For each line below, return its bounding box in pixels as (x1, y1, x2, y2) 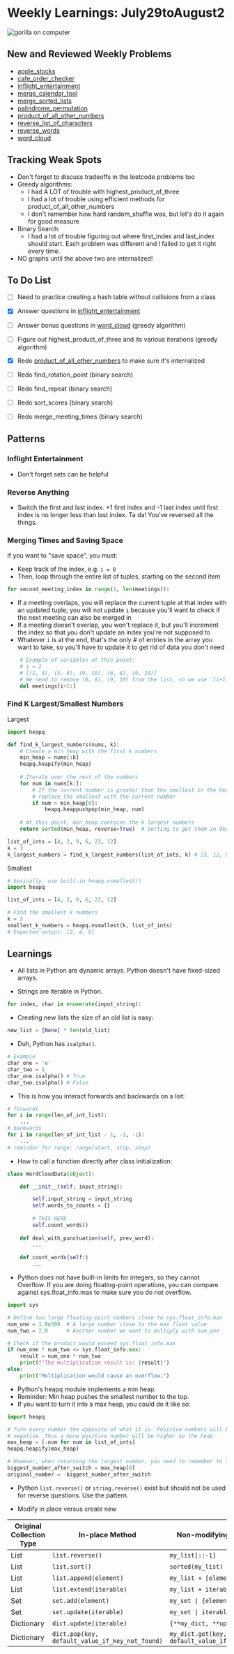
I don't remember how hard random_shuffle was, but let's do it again (27, 210, 224, 218)
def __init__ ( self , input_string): (19, 1183, 123, 1190)
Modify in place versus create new (17, 1504, 117, 1513)
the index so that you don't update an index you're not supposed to (17, 628, 210, 637)
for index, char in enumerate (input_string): (7, 1001, 141, 1008)
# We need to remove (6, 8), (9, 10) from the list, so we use (19, 676, 208, 683)
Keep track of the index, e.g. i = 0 (17, 565, 116, 574)
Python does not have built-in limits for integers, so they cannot (17, 1273, 200, 1282)
